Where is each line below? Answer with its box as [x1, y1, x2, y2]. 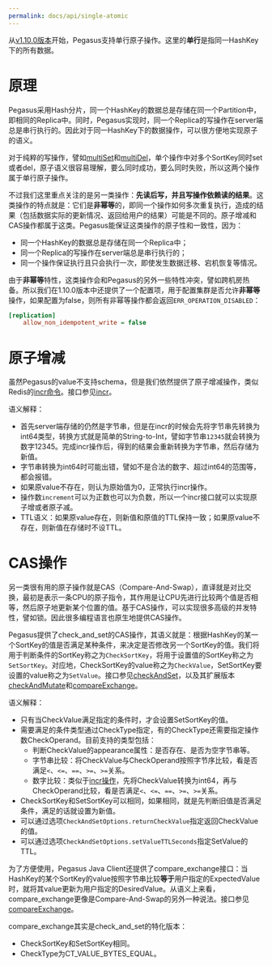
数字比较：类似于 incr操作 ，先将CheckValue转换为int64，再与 [32, 776, 237, 785]
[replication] [8, 311, 57, 320]
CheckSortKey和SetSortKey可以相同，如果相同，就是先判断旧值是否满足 [19, 796, 261, 806]
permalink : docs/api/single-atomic [8, 11, 129, 20]
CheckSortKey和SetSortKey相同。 [19, 938, 134, 948]
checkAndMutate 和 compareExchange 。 [8, 681, 142, 691]
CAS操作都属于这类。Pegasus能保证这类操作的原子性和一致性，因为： [8, 220, 244, 230]
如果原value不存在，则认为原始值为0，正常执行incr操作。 [19, 483, 212, 492]
